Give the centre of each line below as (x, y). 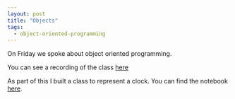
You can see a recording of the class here (68, 67)
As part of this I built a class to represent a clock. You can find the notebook (117, 81)
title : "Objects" (33, 21)
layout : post (26, 14)
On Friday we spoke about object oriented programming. (90, 54)
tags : (15, 27)
